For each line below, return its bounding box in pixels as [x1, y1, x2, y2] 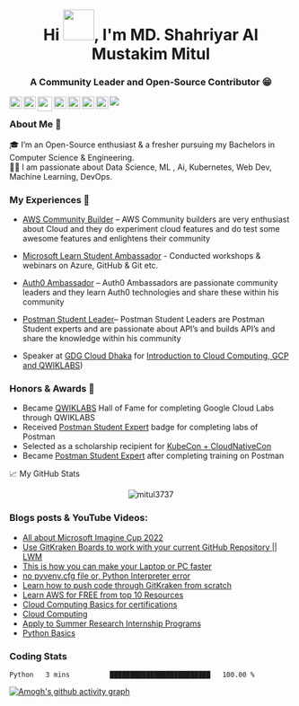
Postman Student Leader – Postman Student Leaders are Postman [22, 314, 265, 325]
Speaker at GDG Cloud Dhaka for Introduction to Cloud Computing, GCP [22, 350, 289, 361]
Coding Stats [9, 649, 67, 662]
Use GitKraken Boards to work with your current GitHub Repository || [22, 542, 278, 552]
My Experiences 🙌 [9, 193, 90, 206]
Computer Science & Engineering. [9, 152, 135, 163]
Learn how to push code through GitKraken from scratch [22, 579, 232, 590]
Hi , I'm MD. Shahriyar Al [43, 25, 259, 45]
